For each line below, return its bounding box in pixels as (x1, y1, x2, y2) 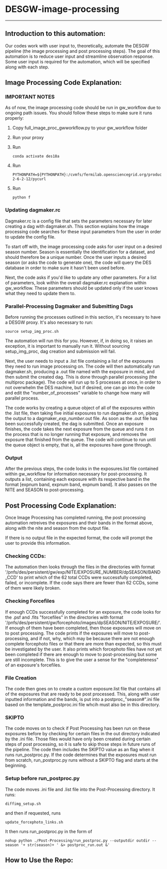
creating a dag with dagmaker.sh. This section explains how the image (5, 223, 149, 229)
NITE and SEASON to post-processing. (5, 487, 84, 493)
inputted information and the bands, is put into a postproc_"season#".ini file (5, 696, 160, 702)
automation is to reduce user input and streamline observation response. (5, 53, 154, 59)
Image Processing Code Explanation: (5, 78, 122, 87)
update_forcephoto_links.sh (5, 820, 64, 825)
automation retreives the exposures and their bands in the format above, (5, 520, 153, 526)
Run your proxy (12, 135, 44, 141)
